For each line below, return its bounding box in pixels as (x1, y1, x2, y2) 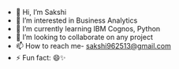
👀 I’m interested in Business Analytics (15, 16, 138, 25)
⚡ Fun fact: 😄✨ (15, 53, 66, 62)
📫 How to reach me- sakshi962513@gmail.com (15, 42, 171, 50)
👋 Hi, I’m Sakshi (15, 8, 67, 16)
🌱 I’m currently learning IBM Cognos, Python (15, 24, 161, 33)
